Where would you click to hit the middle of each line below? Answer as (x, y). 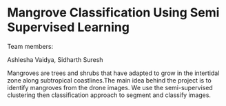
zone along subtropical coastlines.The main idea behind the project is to (109, 80)
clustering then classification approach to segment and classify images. (109, 95)
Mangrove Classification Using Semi (113, 13)
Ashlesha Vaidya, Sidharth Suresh (55, 59)
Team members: (30, 46)
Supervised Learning (68, 27)
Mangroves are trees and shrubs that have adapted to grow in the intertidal (113, 73)
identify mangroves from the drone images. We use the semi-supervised (110, 87)
